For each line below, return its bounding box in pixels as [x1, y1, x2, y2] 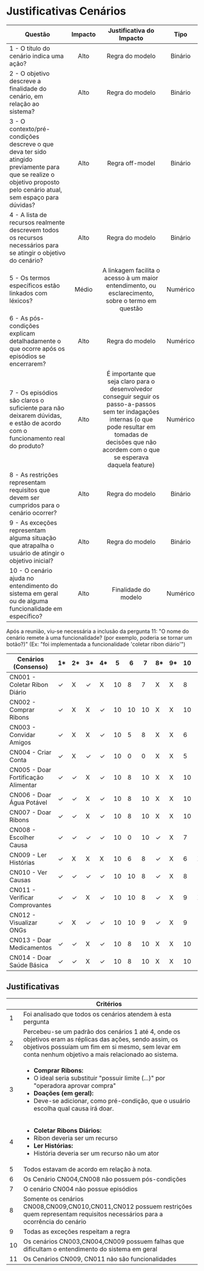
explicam [9, 329, 35, 338]
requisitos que [9, 485, 50, 494]
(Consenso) [13, 662, 49, 671]
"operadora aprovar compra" [33, 1081, 117, 1090]
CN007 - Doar [9, 808, 52, 816]
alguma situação [9, 533, 56, 542]
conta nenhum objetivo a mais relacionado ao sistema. [23, 1050, 178, 1059]
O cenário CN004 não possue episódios [23, 1185, 138, 1193]
